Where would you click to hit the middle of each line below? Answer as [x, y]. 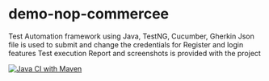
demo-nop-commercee [89, 14]
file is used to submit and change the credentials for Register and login [126, 44]
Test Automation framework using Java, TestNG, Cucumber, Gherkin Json [131, 36]
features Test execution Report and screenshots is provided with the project [134, 53]
